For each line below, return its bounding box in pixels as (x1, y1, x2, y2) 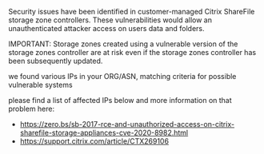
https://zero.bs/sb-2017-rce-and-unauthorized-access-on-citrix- (19, 120, 234, 128)
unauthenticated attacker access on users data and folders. (8, 24, 206, 33)
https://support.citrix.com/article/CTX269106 (19, 136, 170, 146)
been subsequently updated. (8, 56, 103, 65)
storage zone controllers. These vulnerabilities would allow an (8, 15, 212, 25)
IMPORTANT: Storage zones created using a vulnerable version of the (8, 39, 238, 49)
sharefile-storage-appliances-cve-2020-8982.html (19, 128, 189, 137)
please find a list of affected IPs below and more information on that (8, 96, 232, 105)
